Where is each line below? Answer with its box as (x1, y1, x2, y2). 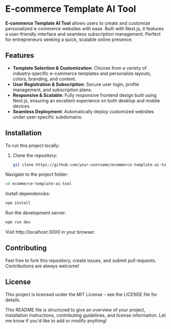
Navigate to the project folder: (5, 171, 68, 177)
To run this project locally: (5, 142, 60, 149)
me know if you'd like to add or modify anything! (5, 317, 107, 323)
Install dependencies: (5, 191, 51, 197)
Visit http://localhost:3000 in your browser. (5, 229, 95, 235)
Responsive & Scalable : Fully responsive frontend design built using (12, 92, 157, 98)
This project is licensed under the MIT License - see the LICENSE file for (5, 291, 157, 297)
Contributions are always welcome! (5, 262, 80, 269)
